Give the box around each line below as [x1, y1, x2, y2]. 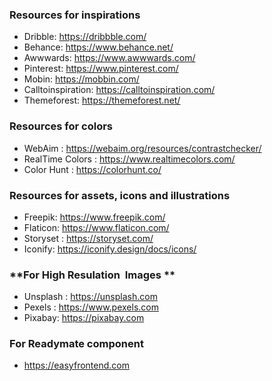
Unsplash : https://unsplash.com [23, 291, 158, 303]
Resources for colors [9, 119, 114, 133]
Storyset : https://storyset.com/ [23, 232, 154, 244]
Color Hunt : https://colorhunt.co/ [23, 163, 162, 175]
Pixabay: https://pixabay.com [23, 312, 145, 324]
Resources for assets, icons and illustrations [9, 188, 231, 202]
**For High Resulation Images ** [9, 268, 176, 282]
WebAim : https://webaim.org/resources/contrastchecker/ [23, 142, 262, 154]
